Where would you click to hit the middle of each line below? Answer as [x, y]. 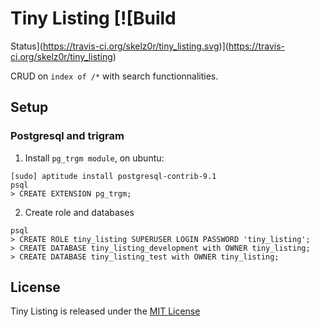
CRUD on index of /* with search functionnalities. [114, 76]
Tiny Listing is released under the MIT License [105, 311]
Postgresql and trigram [67, 136]
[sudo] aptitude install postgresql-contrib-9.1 [113, 176]
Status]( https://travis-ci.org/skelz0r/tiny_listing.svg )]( [119, 46]
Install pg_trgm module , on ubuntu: [94, 158]
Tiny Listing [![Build [93, 18]
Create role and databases [79, 212]
